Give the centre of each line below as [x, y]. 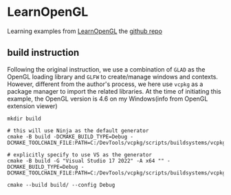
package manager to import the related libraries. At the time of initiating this [114, 91]
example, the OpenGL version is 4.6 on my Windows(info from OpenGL [108, 99]
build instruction [43, 53]
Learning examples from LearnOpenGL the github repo [85, 31]
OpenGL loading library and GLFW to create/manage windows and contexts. [113, 76]
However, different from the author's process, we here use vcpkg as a [105, 84]
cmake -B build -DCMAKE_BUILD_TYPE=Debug [67, 136]
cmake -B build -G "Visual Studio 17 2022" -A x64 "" [86, 161]
